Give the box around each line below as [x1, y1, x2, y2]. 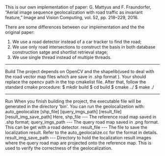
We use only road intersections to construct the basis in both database [12, 44, 156, 50]
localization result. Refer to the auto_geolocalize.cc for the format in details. [5, 130, 158, 135]
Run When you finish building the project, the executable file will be [5, 98, 141, 104]
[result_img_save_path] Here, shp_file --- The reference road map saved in [5, 114, 157, 120]
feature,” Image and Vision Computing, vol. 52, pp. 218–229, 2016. [5, 15, 139, 20]
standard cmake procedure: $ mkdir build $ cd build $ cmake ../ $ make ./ [5, 84, 154, 90]
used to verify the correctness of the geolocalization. [5, 145, 112, 151]
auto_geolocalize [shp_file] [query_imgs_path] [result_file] [5, 109, 122, 114]
